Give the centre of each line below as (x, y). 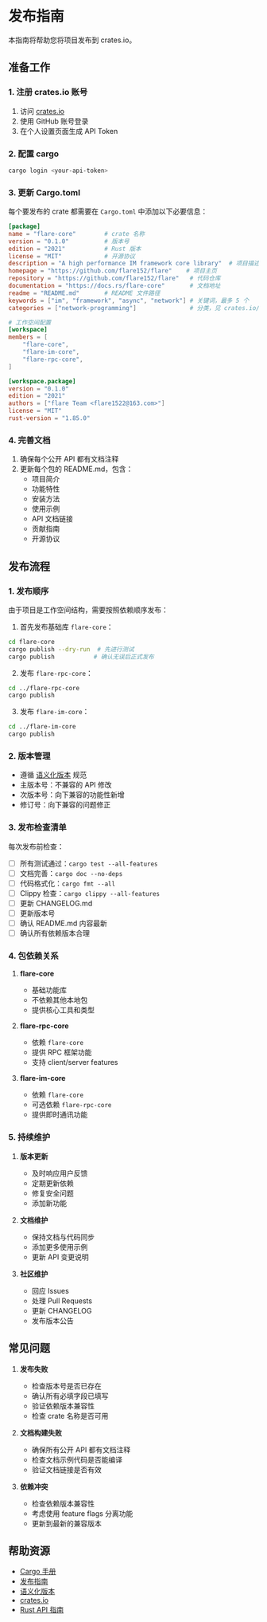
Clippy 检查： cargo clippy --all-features (90, 893)
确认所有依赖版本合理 (54, 933)
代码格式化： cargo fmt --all (68, 883)
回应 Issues (50, 1290)
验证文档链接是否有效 (66, 1469)
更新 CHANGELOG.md (56, 903)
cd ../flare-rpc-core (44, 688)
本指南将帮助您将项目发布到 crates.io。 (72, 40)
